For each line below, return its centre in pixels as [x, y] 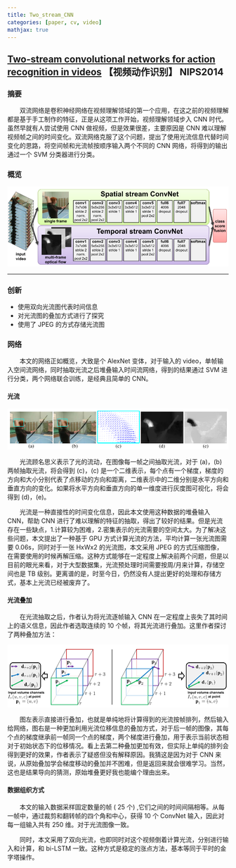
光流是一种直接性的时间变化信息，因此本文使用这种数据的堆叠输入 [115, 512]
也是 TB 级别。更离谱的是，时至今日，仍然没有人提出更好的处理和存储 [114, 573]
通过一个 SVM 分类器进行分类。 [53, 154]
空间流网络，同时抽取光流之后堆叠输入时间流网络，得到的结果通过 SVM [116, 370]
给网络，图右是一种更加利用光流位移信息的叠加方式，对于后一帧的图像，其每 [118, 728]
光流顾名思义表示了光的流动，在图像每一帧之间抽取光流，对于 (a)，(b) [121, 462]
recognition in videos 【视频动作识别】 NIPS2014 [116, 72]
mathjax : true [28, 30]
